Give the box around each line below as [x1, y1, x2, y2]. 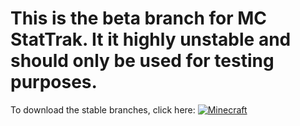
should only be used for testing [10, 50, 275, 72]
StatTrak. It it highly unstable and [10, 28, 292, 51]
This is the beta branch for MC [10, 7, 268, 30]
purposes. [10, 71, 98, 94]
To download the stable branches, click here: [10, 103, 196, 116]
